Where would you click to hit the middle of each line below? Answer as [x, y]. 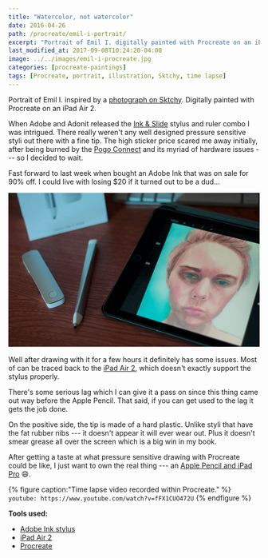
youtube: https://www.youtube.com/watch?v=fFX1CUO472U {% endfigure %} [130, 498]
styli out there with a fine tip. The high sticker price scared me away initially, [133, 141]
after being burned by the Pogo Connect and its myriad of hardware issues [131, 149]
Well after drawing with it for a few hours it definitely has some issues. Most [133, 359]
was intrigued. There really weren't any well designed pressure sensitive [127, 132]
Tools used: [28, 513]
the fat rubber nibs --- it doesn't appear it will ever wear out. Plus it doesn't [132, 432]
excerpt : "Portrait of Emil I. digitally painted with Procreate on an [130, 42]
